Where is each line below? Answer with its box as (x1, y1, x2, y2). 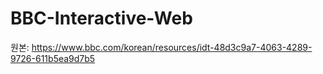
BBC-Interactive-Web (10, 7, 193, 30)
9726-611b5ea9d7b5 (10, 52, 96, 64)
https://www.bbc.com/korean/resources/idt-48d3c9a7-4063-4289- (31, 41, 313, 53)
